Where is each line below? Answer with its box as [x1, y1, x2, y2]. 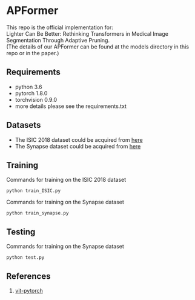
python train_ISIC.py [6, 188, 61, 194]
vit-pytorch [15, 287, 44, 294]
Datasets [6, 120, 41, 130]
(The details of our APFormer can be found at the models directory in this [6, 43, 190, 50]
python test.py [6, 255, 45, 261]
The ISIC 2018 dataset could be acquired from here [15, 136, 144, 143]
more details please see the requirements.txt [15, 102, 127, 110]
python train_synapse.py [6, 210, 69, 216]
